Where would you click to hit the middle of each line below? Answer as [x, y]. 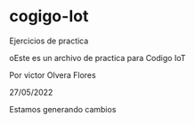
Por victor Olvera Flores [53, 75]
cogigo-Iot [49, 16]
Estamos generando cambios [63, 109]
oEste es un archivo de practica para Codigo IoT [97, 58]
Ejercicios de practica [49, 41]
